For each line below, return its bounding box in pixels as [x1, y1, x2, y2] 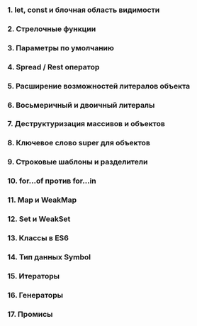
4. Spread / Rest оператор [7, 62, 100, 72]
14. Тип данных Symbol [7, 252, 91, 262]
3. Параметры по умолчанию [7, 43, 115, 52]
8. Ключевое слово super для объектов [7, 138, 151, 148]
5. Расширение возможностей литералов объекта [7, 81, 191, 91]
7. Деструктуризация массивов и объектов [7, 119, 165, 129]
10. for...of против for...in [7, 176, 97, 186]
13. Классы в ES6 [7, 232, 69, 242]
